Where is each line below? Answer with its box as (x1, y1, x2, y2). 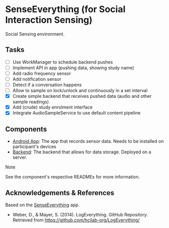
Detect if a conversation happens (12, 82, 82, 88)
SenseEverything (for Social (5, 4, 126, 15)
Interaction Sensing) (5, 14, 93, 26)
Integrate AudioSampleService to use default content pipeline (12, 110, 141, 116)
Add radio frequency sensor (12, 70, 72, 76)
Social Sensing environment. (5, 31, 65, 37)
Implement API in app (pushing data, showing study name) (12, 65, 135, 71)
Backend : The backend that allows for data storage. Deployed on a (12, 149, 151, 155)
